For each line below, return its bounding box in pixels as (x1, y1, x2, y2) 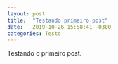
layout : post (7, 10, 46, 18)
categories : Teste (7, 30, 61, 37)
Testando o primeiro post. (7, 49, 82, 58)
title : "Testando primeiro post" (7, 17, 109, 24)
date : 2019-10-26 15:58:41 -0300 (7, 23, 112, 30)
